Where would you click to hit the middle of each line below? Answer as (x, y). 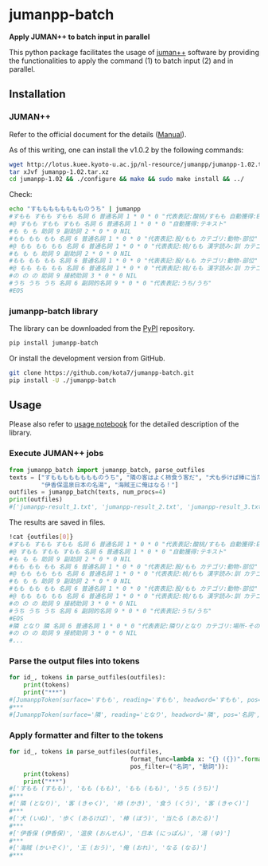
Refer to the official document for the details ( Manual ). (98, 134)
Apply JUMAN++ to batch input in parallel (80, 37)
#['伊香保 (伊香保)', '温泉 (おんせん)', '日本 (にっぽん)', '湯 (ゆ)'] (120, 833)
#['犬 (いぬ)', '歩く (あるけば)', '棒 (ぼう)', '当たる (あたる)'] (114, 818)
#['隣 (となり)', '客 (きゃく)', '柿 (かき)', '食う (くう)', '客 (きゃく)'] (129, 804)
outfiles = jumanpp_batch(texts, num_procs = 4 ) (87, 492)
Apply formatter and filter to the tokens (86, 735)
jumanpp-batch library (54, 311)
